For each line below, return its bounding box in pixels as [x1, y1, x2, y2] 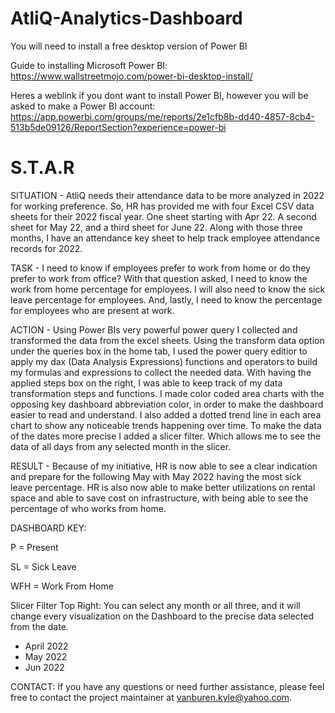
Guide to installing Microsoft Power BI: [10, 59, 168, 71]
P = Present [10, 541, 59, 553]
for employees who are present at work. [10, 304, 175, 316]
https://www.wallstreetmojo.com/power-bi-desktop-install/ [10, 70, 253, 82]
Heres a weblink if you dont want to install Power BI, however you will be [10, 89, 309, 101]
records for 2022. [10, 242, 83, 254]
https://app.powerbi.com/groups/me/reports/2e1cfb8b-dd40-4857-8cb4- [10, 110, 316, 122]
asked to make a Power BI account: [10, 100, 156, 112]
